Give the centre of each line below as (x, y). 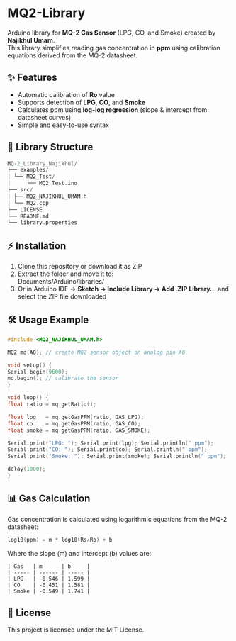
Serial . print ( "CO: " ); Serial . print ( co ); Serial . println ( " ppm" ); (107, 450)
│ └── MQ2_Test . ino (43, 183)
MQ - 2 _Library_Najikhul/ (43, 163)
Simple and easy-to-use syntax (63, 125)
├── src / (20, 190)
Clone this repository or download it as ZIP (80, 267)
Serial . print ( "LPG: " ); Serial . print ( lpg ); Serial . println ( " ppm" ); (111, 443)
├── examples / (28, 170)
